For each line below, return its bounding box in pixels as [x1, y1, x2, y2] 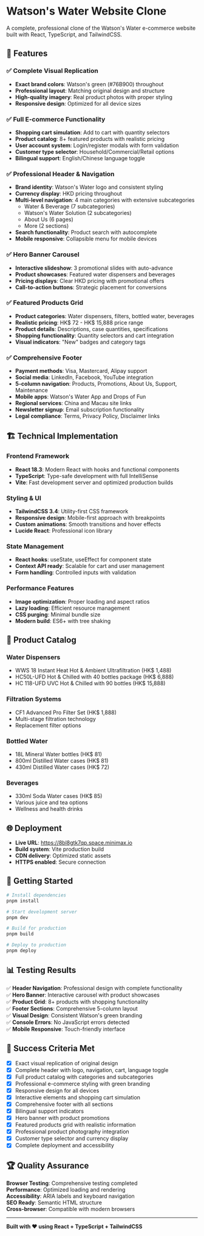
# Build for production [6, 925, 67, 932]
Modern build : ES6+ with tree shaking [15, 617, 111, 624]
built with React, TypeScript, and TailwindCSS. [6, 30, 123, 38]
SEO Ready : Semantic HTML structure [6, 1199, 102, 1206]
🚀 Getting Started [6, 876, 73, 886]
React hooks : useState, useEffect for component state [15, 556, 152, 563]
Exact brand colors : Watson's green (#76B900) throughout [15, 80, 164, 87]
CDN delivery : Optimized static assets [15, 852, 111, 859]
